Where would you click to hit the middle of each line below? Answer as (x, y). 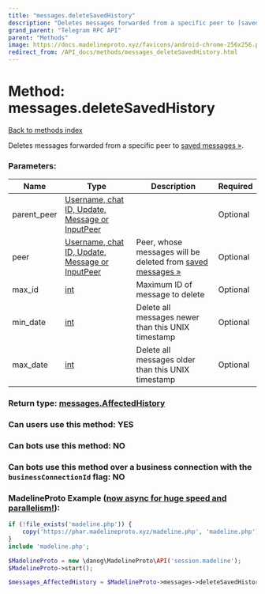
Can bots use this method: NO (67, 446)
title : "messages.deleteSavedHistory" (72, 15)
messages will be (168, 252)
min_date (29, 323)
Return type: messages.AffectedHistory (87, 403)
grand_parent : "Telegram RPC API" (65, 30)
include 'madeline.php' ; (49, 547)
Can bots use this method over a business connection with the (130, 467)
